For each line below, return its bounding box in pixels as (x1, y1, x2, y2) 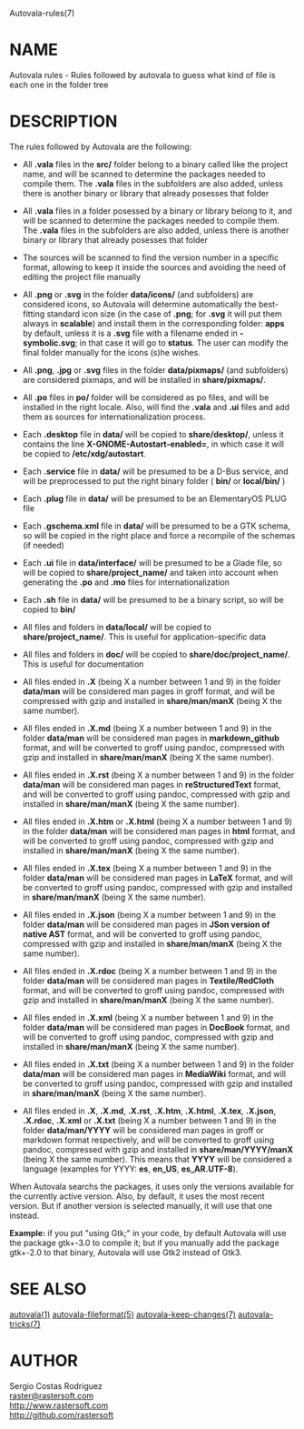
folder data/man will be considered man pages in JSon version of (22, 919, 270, 930)
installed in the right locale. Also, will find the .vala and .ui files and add (22, 401, 290, 412)
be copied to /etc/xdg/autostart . (22, 448, 147, 458)
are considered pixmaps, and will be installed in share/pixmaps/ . (22, 374, 266, 385)
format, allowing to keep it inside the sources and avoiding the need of (22, 261, 287, 272)
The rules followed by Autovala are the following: (9, 141, 192, 152)
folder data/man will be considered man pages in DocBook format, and (22, 1021, 290, 1032)
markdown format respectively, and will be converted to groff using (22, 1134, 275, 1145)
